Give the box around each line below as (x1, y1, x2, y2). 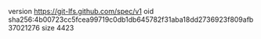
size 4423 (42, 23, 74, 32)
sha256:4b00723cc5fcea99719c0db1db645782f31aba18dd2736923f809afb (8, 15, 254, 24)
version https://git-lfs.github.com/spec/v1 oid (8, 7, 154, 16)
